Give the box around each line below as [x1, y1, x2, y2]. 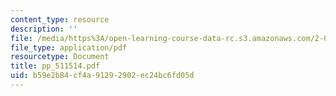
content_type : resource [10, 14, 110, 25]
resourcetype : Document [10, 52, 110, 62]
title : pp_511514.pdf [10, 61, 101, 71]
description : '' [10, 24, 78, 34]
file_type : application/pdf [10, 42, 128, 53]
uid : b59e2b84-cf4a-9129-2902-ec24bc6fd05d [10, 71, 195, 81]
